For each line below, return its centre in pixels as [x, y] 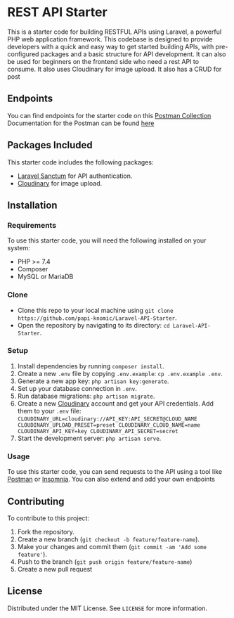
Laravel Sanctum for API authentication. [75, 176]
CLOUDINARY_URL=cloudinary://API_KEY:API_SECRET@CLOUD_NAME [107, 419]
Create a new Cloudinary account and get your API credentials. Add [116, 403]
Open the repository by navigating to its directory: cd [93, 325]
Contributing [36, 501]
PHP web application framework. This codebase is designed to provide [110, 39]
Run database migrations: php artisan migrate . [86, 396]
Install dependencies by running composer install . [91, 366]
